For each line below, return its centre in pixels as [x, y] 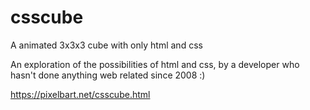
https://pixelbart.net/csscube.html [80, 94]
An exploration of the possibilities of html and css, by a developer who [155, 64]
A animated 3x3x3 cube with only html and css [106, 45]
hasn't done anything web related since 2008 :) [108, 75]
